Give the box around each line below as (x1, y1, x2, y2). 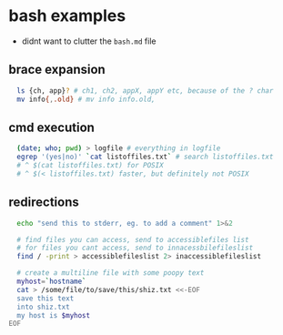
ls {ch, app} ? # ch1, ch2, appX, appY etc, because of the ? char (16, 86, 274, 96)
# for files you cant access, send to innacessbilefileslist (16, 243, 254, 253)
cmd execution (8, 119, 95, 135)
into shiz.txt (16, 302, 70, 311)
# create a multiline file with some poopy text (16, 269, 205, 278)
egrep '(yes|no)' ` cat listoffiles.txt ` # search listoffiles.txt (16, 152, 274, 162)
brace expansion (8, 62, 106, 77)
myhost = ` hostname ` (16, 277, 87, 286)
